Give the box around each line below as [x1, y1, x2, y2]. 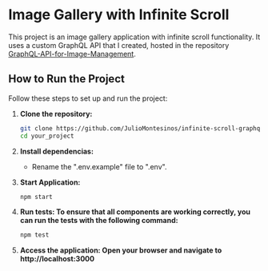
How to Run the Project [8, 72, 126, 86]
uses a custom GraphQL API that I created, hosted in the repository [8, 40, 230, 50]
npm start [19, 193, 54, 201]
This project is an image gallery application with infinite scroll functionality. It [8, 32, 261, 42]
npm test [19, 231, 50, 239]
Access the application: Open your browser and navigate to [19, 245, 222, 255]
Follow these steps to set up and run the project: [8, 94, 168, 103]
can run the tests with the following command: [19, 216, 178, 225]
